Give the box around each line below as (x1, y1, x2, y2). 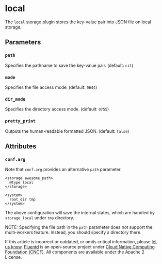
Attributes (5, 142, 36, 150)
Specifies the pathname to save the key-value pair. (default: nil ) (5, 62, 133, 68)
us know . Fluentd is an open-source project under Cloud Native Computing (5, 244, 155, 250)
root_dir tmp (9, 197, 36, 202)
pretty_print (5, 118, 36, 124)
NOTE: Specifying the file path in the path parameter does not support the (5, 224, 153, 230)
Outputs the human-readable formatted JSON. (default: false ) (5, 128, 130, 134)
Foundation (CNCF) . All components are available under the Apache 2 (5, 249, 145, 255)
